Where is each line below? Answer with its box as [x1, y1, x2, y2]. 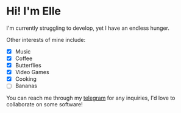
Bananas [15, 82, 38, 89]
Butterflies [15, 62, 41, 69]
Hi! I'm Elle [6, 4, 61, 18]
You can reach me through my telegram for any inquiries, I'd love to [6, 94, 176, 101]
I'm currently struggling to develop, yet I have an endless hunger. [6, 24, 169, 32]
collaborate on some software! [6, 101, 83, 108]
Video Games [15, 69, 50, 76]
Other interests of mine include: [6, 36, 86, 43]
